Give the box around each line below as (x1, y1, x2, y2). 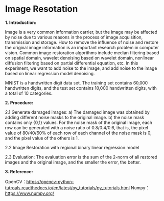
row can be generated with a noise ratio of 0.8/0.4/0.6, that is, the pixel (5, 124, 148, 130)
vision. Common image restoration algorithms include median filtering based (5, 50, 159, 56)
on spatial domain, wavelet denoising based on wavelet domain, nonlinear (5, 55, 154, 60)
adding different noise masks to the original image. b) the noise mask (5, 114, 144, 120)
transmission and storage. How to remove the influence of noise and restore (5, 39, 159, 45)
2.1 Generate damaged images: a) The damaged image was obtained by (5, 109, 150, 115)
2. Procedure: (5, 100, 33, 105)
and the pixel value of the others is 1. (5, 135, 79, 141)
